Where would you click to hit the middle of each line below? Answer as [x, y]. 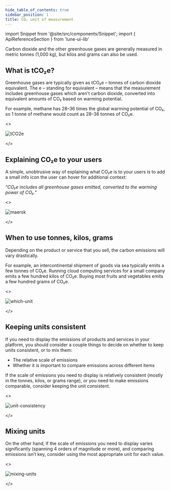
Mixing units [25, 431]
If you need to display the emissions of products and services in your [77, 339]
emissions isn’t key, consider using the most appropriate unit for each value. [85, 454]
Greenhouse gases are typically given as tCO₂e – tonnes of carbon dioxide [83, 83]
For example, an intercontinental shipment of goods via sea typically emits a [85, 265]
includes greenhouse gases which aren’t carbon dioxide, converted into [80, 93]
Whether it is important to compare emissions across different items [83, 365]
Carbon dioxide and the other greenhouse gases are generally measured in [84, 49]
